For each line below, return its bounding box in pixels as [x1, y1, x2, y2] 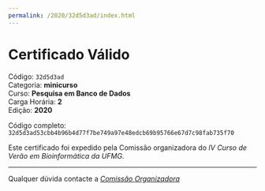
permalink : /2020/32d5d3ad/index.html [8, 11, 136, 20]
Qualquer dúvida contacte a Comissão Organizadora [8, 174, 180, 183]
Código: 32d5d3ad [8, 72, 65, 81]
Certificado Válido [8, 45, 130, 63]
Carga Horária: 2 [8, 96, 62, 107]
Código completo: [8, 120, 67, 130]
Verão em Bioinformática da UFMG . [8, 151, 125, 160]
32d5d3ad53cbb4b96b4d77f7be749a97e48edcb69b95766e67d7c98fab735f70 [8, 129, 235, 137]
